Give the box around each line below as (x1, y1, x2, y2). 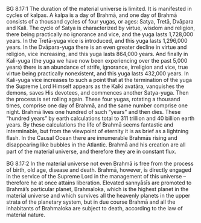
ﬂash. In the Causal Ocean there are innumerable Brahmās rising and (6, 134, 177, 141)
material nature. (6, 211, 45, 218)
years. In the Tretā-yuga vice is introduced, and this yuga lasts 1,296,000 (6, 37, 188, 44)
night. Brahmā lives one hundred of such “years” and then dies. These (6, 108, 181, 115)
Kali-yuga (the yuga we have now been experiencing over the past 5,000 (6, 57, 188, 64)
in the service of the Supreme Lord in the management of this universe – (6, 173, 187, 180)
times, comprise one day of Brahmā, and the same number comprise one (6, 102, 188, 109)
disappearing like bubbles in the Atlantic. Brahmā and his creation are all (6, 141, 186, 148)
